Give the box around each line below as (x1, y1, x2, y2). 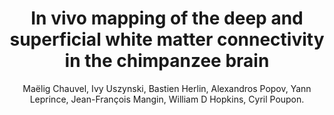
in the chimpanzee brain (64, 50, 270, 72)
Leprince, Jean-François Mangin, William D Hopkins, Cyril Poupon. (29, 93, 305, 105)
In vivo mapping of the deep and (30, 7, 304, 30)
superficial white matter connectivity (9, 28, 325, 51)
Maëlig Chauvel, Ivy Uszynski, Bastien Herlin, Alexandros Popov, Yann (22, 82, 312, 94)
